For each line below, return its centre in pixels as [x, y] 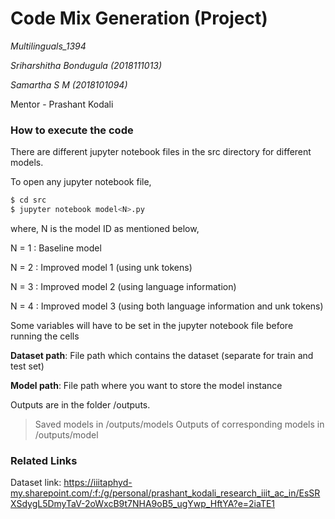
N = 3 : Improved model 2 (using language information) [123, 286]
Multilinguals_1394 [48, 46]
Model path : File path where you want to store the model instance [146, 385]
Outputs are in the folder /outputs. [80, 404]
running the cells [45, 336]
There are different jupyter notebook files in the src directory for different [161, 152]
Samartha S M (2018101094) [69, 84]
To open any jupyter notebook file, [81, 182]
